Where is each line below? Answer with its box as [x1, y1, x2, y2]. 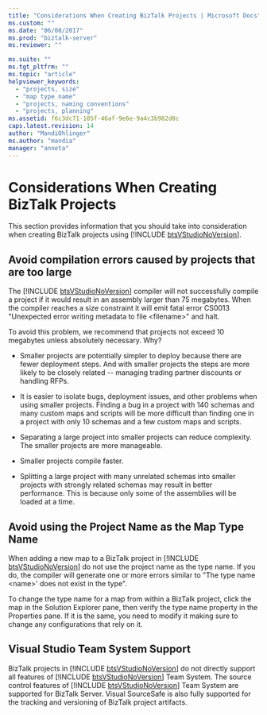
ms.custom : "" [8, 19, 56, 27]
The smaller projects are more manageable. [19, 441, 163, 450]
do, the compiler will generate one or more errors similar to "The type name [8, 570, 256, 580]
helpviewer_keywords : [8, 77, 80, 86]
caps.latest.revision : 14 [8, 122, 94, 130]
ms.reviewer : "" [8, 41, 62, 49]
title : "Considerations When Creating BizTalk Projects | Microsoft [8, 11, 240, 20]
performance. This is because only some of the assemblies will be [19, 489, 237, 498]
